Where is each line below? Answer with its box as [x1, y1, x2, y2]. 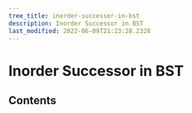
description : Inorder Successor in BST [8, 19, 144, 27]
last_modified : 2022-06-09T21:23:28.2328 [8, 27, 151, 35]
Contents [8, 94, 57, 107]
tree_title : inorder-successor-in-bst [8, 11, 140, 20]
